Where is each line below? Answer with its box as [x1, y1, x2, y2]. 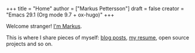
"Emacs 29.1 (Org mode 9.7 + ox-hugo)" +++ [6, 11, 115, 18]
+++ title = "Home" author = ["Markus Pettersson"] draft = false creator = [6, 5, 184, 12]
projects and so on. [6, 41, 53, 47]
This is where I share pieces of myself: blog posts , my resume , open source [6, 34, 190, 41]
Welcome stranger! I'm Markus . [6, 23, 82, 29]
